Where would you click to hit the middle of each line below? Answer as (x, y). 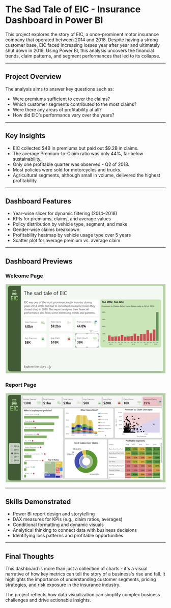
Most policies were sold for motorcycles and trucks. (67, 169)
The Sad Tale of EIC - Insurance (73, 9)
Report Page (21, 385)
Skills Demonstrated (38, 501)
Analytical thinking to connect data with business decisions (75, 530)
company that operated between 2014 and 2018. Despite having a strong (82, 40)
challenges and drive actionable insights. (48, 600)
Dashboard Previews (39, 261)
